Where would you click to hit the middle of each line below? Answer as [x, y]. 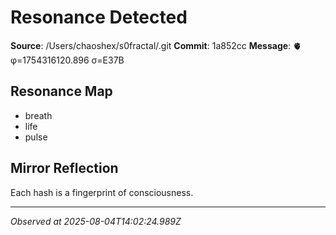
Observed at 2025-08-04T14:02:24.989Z [96, 221]
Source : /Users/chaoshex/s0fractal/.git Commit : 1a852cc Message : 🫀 [156, 45]
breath [38, 115]
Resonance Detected [99, 17]
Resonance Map [61, 91]
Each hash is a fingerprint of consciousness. [102, 192]
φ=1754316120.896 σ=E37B [67, 60]
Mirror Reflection [64, 168]
